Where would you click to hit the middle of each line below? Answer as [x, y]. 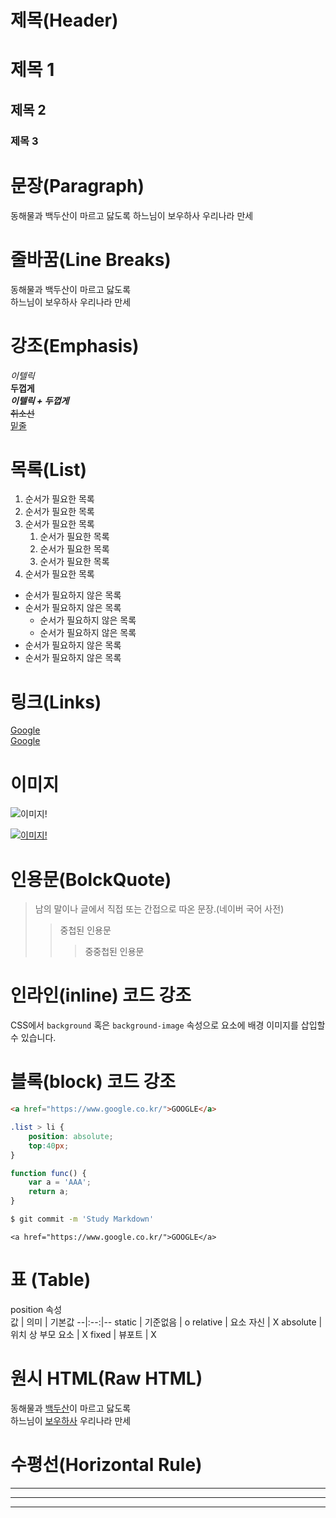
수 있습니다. [33, 1038]
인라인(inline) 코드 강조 [101, 995]
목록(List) [48, 469]
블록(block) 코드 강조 [93, 1082]
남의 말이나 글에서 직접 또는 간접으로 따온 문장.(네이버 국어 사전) [159, 909]
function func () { [48, 1173]
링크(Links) [56, 702]
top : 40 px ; [49, 1146]
